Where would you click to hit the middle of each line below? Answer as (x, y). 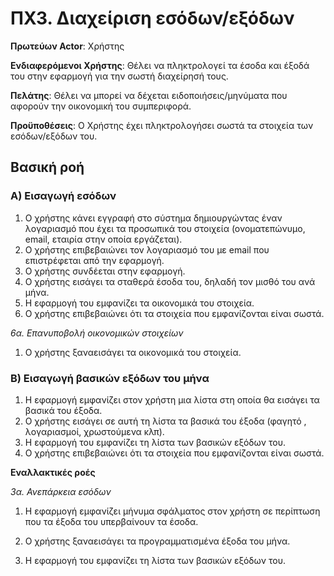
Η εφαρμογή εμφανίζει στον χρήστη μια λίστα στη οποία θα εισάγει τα (172, 399)
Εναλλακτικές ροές (53, 472)
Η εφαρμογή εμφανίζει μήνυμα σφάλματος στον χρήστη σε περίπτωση (172, 511)
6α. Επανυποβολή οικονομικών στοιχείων (97, 333)
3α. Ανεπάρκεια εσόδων (61, 491)
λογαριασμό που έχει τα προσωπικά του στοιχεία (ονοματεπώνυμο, (165, 228)
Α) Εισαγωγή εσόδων (63, 196)
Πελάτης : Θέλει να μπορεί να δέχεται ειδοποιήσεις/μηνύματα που (149, 95)
